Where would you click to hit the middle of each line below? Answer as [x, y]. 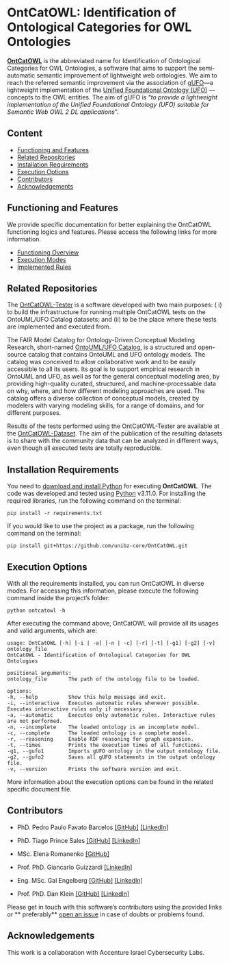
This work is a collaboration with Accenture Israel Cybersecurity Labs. [106, 952]
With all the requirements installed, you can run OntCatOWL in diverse [106, 583]
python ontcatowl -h [37, 610]
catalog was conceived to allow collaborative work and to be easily [102, 362]
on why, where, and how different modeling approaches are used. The [106, 391]
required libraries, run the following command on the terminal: [94, 501]
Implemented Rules [44, 267]
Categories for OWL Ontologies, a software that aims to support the [102, 68]
